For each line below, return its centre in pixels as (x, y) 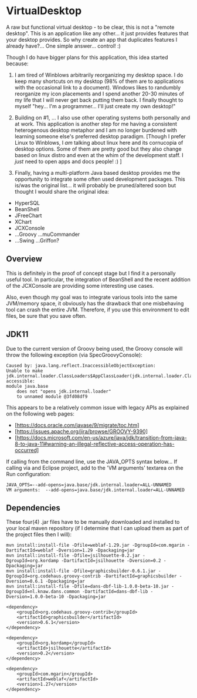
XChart (23, 221)
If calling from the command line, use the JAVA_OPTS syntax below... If (92, 461)
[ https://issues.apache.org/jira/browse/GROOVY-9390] (81, 431)
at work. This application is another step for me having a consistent (96, 124)
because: (17, 64)
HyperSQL (27, 203)
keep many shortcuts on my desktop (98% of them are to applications (99, 81)
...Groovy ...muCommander (47, 234)
